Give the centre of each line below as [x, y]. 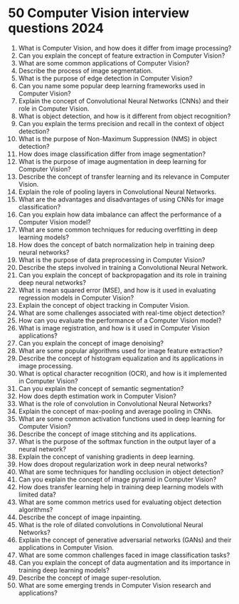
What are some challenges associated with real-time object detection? [122, 313]
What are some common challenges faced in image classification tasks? [124, 555]
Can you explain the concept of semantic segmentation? [101, 388]
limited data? [37, 494]
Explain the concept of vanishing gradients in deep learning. [106, 457]
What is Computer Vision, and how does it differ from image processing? [125, 48]
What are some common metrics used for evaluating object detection [120, 502]
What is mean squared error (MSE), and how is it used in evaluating [117, 290]
